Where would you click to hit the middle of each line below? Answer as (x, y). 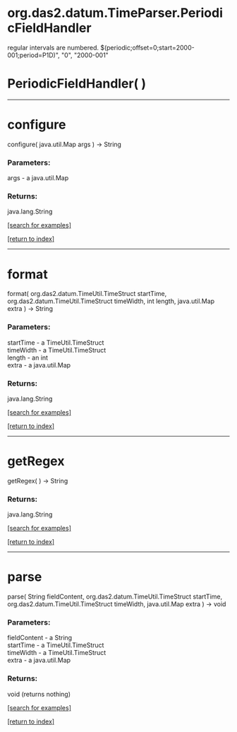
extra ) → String (30, 309)
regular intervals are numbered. (53, 47)
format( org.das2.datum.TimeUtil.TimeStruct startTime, (87, 294)
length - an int (28, 358)
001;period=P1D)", (34, 55)
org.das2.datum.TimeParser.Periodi (115, 13)
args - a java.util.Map (38, 178)
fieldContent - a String (40, 638)
